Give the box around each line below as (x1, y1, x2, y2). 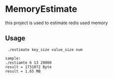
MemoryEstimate (5, 3, 77, 15)
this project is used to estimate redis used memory (5, 20, 108, 26)
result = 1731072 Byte (5, 64, 52, 70)
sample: (5, 56, 21, 61)
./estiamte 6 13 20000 (5, 60, 52, 65)
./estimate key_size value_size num (7, 47, 83, 52)
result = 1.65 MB (5, 69, 41, 74)
